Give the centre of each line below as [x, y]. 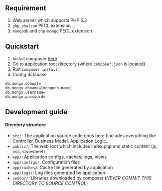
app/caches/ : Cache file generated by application [63, 168]
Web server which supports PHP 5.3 [50, 20]
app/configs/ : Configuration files [46, 162]
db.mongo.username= [25, 92]
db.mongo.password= [25, 97]
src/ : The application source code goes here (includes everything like [84, 136]
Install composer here [35, 58]
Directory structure [26, 125]
